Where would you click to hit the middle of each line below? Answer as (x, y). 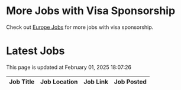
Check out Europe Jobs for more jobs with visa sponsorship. (80, 27)
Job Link (96, 82)
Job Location (59, 82)
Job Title (22, 82)
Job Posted (130, 82)
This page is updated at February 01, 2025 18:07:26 (69, 67)
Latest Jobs (35, 51)
